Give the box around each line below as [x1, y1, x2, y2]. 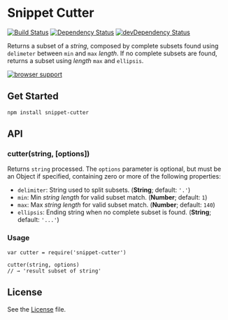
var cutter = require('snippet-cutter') [7, 249, 127, 256]
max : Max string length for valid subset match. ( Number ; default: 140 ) [17, 201, 215, 209]
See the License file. [7, 305, 66, 313]
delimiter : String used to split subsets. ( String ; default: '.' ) [17, 186, 191, 194]
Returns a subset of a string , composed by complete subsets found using [7, 41, 219, 50]
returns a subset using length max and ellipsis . [7, 56, 144, 64]
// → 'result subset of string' [7, 267, 101, 274]
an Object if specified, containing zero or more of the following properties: [7, 172, 222, 181]
